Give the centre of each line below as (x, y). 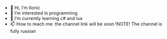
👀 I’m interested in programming (44, 13)
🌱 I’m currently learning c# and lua (46, 18)
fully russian (23, 31)
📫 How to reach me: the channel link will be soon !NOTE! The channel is (86, 24)
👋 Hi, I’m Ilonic (25, 8)
